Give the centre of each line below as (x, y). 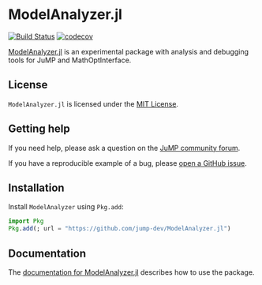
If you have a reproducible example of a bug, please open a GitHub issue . (127, 163)
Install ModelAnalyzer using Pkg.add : (66, 207)
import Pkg (26, 221)
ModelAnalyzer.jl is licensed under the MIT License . (94, 103)
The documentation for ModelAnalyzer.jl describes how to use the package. (131, 272)
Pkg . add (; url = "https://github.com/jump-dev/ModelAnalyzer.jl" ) (120, 229)
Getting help (39, 129)
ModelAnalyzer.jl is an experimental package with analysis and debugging (128, 51)
